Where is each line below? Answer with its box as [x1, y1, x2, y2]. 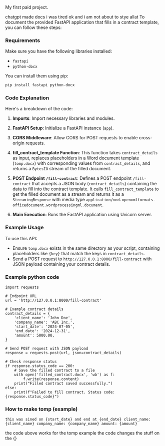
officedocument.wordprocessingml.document [12, 203, 102, 208]
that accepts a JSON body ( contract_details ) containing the [31, 181, 157, 187]
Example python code [5, 273, 59, 280]
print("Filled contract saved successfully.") [14, 381, 113, 386]
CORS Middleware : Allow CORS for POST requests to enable [12, 135, 138, 141]
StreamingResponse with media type [12, 197, 85, 203]
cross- [138, 135, 152, 141]
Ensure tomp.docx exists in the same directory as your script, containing [12, 245, 160, 251]
